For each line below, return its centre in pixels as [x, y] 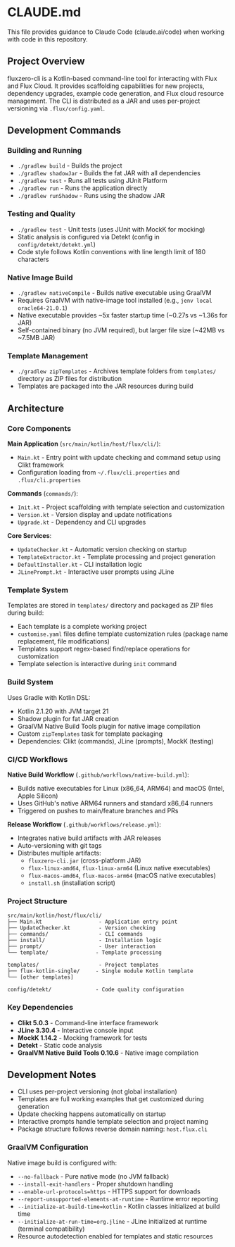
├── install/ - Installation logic [84, 941]
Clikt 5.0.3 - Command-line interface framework [88, 1022]
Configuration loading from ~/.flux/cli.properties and [99, 472]
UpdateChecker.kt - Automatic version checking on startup [102, 549]
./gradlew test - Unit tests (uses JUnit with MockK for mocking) [111, 229]
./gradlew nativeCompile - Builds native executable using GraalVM [114, 293]
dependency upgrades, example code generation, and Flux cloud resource [115, 93]
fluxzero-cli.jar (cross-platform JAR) [85, 860]
